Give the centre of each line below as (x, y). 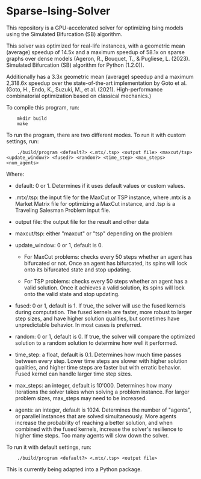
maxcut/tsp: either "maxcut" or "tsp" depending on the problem (94, 233)
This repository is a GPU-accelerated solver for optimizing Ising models (95, 28)
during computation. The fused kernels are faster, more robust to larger (104, 312)
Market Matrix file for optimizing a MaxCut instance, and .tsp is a (95, 203)
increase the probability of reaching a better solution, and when (94, 422)
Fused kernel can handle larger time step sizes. (73, 374)
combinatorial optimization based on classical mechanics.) (79, 96)
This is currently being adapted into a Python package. (74, 469)
